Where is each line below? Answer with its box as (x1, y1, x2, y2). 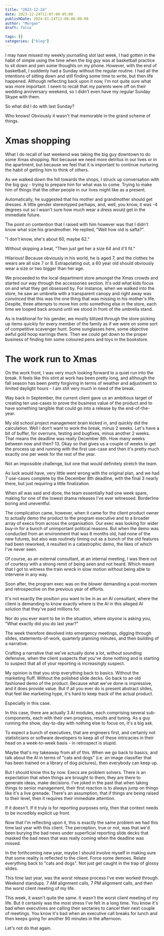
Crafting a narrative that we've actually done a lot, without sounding (5, 650, 142, 656)
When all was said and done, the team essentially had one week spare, (5, 490, 148, 496)
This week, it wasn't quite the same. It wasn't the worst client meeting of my (5, 894, 159, 901)
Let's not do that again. (5, 925, 52, 931)
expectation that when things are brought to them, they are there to (5, 774, 141, 780)
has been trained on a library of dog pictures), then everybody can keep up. (5, 760, 158, 766)
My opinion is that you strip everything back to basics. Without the (5, 670, 139, 676)
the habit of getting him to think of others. (5, 167, 89, 173)
